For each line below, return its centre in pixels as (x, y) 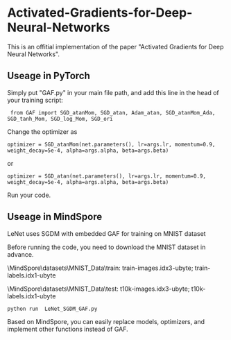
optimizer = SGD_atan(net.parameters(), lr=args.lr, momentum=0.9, (107, 176)
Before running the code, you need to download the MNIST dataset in (106, 247)
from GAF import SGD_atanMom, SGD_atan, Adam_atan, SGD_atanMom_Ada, (113, 112)
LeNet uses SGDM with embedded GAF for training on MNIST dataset (106, 233)
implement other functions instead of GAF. (68, 329)
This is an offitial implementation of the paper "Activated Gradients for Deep (115, 46)
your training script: (35, 100)
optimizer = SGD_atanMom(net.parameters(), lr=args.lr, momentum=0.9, (111, 144)
